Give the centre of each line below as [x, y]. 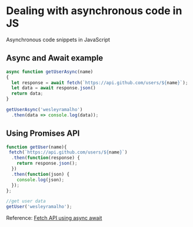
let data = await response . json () [54, 88]
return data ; [27, 94]
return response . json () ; [47, 163]
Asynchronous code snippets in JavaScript [58, 39]
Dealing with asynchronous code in [94, 11]
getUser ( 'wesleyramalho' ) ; [39, 207]
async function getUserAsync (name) [50, 72]
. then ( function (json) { [40, 174]
